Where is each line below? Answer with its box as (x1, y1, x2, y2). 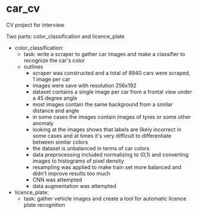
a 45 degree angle (32, 94, 78, 102)
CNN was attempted (32, 176, 82, 183)
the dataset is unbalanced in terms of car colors (32, 144, 150, 152)
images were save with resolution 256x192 (32, 82, 137, 89)
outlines (23, 63, 43, 70)
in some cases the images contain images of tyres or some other (32, 113, 191, 120)
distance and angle (32, 107, 79, 114)
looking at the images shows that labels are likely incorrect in (32, 126, 182, 133)
